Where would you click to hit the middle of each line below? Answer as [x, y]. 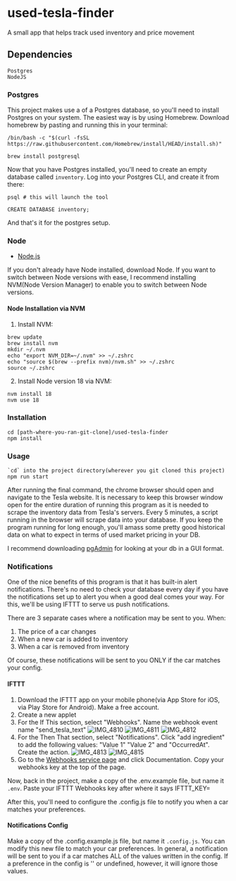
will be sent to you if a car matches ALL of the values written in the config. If [118, 856]
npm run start [28, 477]
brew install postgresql [44, 156]
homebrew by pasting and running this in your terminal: [87, 125]
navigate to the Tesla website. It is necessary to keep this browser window [115, 497]
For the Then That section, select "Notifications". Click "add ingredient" [121, 737]
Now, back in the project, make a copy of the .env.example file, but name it [116, 780]
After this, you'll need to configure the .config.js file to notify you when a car [118, 801]
